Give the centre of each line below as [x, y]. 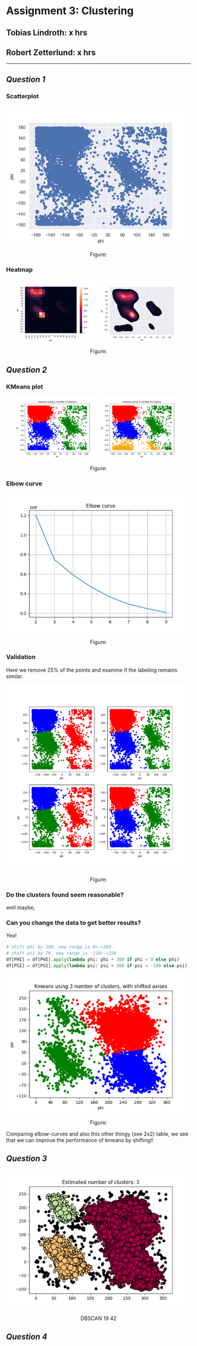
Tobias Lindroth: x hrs [47, 33]
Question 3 [27, 1159]
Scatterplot [23, 96]
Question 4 [27, 1337]
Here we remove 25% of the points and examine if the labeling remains [92, 670]
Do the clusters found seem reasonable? [65, 895]
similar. [15, 676]
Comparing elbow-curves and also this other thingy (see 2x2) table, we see [97, 1134]
